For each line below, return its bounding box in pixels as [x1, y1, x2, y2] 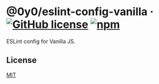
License [6, 55, 37, 65]
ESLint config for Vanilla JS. [6, 37, 76, 45]
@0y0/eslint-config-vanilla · [6, 5, 154, 19]
